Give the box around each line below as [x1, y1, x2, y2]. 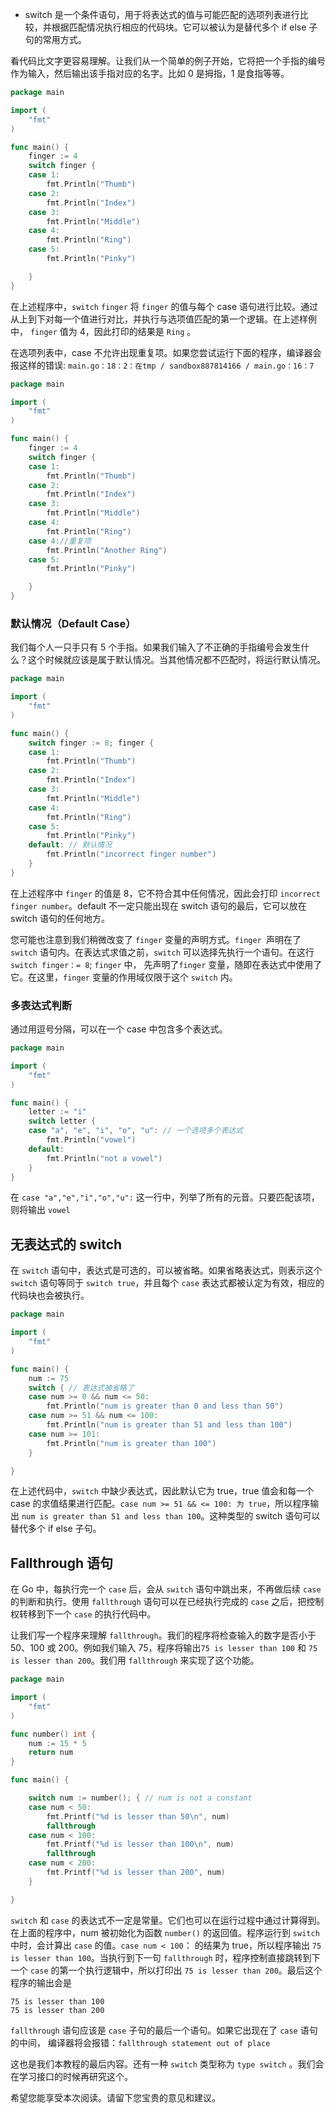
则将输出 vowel [10, 1204, 71, 1216]
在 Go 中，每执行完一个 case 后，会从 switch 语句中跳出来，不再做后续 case [10, 1583, 322, 1595]
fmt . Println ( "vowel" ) [46, 1135, 137, 1145]
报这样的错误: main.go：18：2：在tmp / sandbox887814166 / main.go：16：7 [10, 359, 315, 371]
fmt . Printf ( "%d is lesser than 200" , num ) [46, 1868, 226, 1878]
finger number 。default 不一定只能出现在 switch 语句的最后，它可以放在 [10, 899, 307, 912]
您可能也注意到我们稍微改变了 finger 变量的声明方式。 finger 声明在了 [10, 933, 302, 945]
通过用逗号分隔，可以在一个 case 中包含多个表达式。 [10, 1023, 228, 1035]
